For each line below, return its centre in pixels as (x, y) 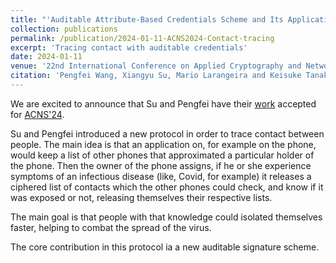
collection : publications (64, 29)
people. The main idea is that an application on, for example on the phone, (163, 144)
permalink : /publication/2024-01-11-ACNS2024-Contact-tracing (142, 38)
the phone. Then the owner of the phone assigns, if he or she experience (161, 165)
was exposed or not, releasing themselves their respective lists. (141, 197)
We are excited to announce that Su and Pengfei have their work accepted (163, 103)
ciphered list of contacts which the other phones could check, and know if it (167, 187)
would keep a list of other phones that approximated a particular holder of (162, 155)
